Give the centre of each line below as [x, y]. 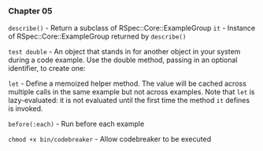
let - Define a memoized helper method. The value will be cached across [127, 83]
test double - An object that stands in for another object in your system [124, 52]
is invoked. [26, 109]
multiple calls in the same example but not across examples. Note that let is [131, 92]
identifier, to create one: [47, 68]
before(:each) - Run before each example [76, 124]
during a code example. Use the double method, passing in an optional [123, 60]
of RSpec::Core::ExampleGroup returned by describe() [97, 36]
